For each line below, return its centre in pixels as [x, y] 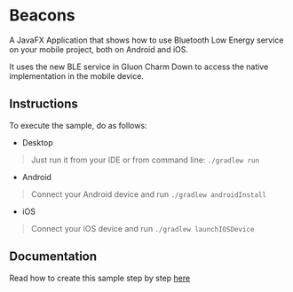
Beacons [42, 16]
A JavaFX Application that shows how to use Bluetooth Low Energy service [146, 40]
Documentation [53, 257]
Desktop [37, 142]
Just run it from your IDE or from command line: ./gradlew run [145, 160]
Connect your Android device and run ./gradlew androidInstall [148, 194]
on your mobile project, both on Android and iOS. [99, 49]
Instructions [44, 104]
